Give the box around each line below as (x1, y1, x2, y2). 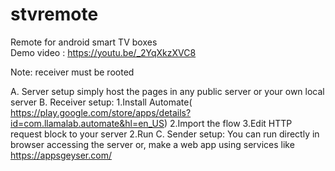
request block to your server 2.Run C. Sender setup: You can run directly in (10, 128, 320, 140)
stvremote (10, 3, 99, 26)
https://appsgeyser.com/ (10, 149, 112, 161)
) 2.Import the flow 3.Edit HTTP (163, 117, 293, 129)
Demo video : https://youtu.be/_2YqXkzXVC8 (10, 46, 197, 58)
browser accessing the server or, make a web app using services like (10, 138, 295, 150)
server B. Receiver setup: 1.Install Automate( (10, 96, 193, 108)
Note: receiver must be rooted (10, 66, 135, 78)
